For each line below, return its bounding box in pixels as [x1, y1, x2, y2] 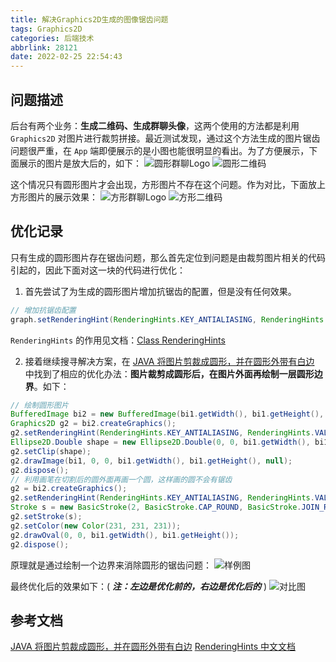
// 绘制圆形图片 [10, 400, 69, 410]
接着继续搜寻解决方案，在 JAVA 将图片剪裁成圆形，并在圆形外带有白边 [24, 355, 315, 367]
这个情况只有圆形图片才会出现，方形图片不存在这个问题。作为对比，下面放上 [10, 178, 326, 190]
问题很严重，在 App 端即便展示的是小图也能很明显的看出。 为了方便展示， [10, 144, 310, 156]
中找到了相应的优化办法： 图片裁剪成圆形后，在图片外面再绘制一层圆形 [24, 367, 315, 380]
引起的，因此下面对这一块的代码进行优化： [10, 264, 186, 276]
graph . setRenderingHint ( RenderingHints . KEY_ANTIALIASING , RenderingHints [10, 314, 325, 325]
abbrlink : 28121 [10, 42, 78, 53]
